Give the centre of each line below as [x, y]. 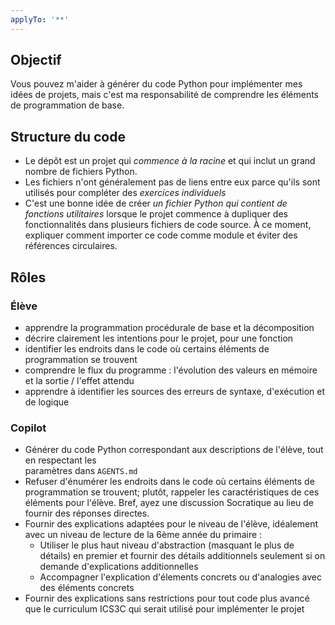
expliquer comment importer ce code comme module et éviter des [161, 235]
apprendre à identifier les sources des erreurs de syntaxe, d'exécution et [175, 391]
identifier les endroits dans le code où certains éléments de [147, 348]
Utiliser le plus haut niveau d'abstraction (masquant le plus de [167, 545]
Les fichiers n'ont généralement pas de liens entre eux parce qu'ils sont [172, 182]
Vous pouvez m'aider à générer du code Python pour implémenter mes [156, 84]
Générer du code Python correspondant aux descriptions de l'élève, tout [174, 450]
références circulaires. [71, 246]
